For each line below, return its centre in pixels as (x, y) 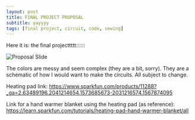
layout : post (22, 12)
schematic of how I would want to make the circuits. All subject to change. (97, 75)
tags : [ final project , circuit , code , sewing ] (65, 28)
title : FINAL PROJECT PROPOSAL (45, 17)
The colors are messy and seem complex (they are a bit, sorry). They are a (97, 69)
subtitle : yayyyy (28, 23)
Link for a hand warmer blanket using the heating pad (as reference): (91, 104)
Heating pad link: (27, 87)
